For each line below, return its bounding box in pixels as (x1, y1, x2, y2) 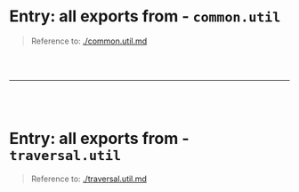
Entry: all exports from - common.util (9, 6, 281, 27)
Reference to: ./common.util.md (30, 36, 148, 46)
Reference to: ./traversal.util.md (30, 173, 147, 184)
